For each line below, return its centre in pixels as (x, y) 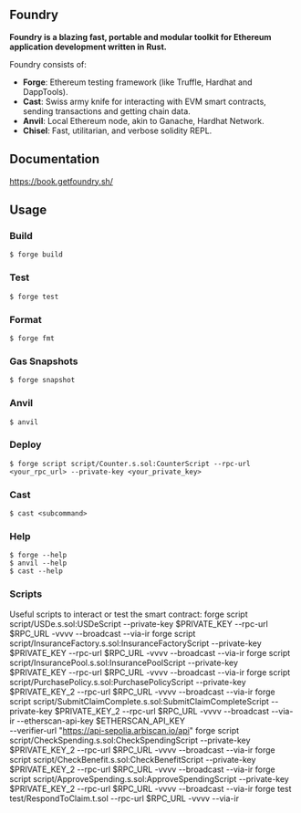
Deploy (26, 444)
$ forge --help (38, 556)
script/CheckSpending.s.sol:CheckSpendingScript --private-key (130, 740)
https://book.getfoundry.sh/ (62, 181)
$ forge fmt (32, 338)
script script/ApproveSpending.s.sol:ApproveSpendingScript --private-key (149, 778)
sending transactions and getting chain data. (107, 111)
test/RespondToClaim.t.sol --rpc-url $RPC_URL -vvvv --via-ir (125, 798)
